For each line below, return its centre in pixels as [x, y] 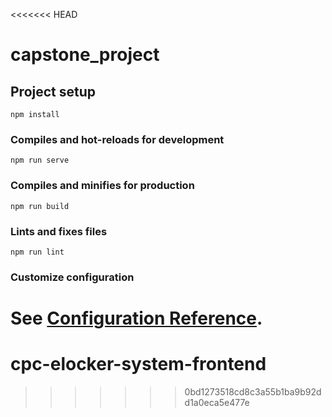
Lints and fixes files [59, 231]
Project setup [53, 91]
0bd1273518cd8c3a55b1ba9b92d [253, 391]
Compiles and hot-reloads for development [117, 139]
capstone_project [85, 55]
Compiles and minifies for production [102, 186]
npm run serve [40, 160]
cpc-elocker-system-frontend [138, 364]
